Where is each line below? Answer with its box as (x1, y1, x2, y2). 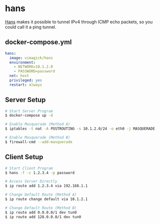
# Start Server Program (5, 108, 53, 114)
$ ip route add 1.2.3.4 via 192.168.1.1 (5, 183, 88, 189)
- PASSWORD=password (14, 69, 55, 74)
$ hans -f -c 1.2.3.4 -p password (5, 170, 75, 175)
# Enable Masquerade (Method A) (5, 122, 70, 127)
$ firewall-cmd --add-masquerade (5, 139, 73, 144)
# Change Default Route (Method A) (5, 192, 77, 197)
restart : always (9, 82, 42, 87)
